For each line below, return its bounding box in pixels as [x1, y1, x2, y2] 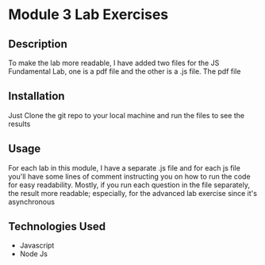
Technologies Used [8, 220, 106, 233]
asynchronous [8, 197, 56, 206]
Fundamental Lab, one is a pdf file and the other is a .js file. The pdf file [8, 67, 241, 76]
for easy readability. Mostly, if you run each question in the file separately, [8, 180, 250, 190]
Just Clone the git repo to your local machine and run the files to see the [8, 110, 244, 120]
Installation [8, 90, 65, 103]
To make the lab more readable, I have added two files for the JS [8, 58, 220, 67]
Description [8, 37, 67, 51]
